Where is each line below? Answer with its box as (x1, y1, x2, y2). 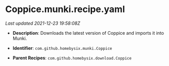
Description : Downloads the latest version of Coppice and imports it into (12, 30, 164, 36)
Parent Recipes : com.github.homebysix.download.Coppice (12, 54, 132, 61)
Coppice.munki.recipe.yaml (5, 4, 125, 15)
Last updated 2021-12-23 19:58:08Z (5, 20, 80, 26)
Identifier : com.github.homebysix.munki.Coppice (12, 45, 112, 51)
